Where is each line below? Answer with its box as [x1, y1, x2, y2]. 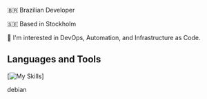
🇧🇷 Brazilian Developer [7, 6, 75, 14]
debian [7, 85, 27, 93]
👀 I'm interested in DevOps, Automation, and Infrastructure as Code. [7, 34, 201, 42]
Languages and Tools [7, 53, 101, 65]
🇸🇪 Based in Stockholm [7, 20, 77, 28]
